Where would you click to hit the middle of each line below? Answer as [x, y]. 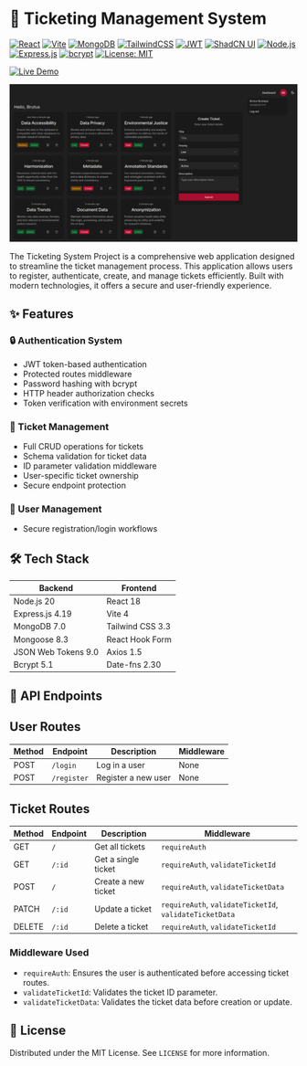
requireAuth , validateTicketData [223, 886]
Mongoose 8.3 [41, 639]
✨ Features [42, 314]
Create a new [119, 881]
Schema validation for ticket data [85, 457]
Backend [56, 587]
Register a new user [134, 777]
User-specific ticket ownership [80, 476]
